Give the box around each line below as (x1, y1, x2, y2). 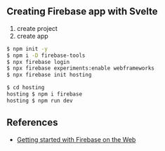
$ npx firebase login (6, 58, 70, 65)
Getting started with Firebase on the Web (16, 135, 136, 143)
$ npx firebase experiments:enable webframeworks (6, 65, 155, 72)
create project (16, 24, 58, 32)
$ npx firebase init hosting (6, 72, 92, 79)
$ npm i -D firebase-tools (6, 52, 86, 59)
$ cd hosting (6, 84, 45, 91)
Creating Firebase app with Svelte (6, 6, 159, 18)
